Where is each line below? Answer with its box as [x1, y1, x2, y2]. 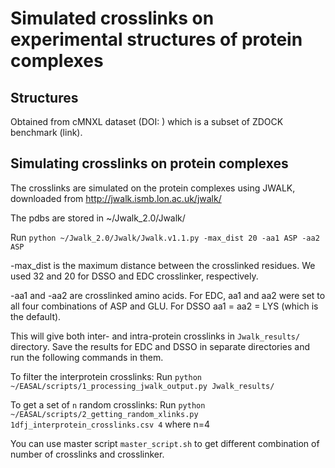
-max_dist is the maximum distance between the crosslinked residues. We [10, 259, 316, 271]
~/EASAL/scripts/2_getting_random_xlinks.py [10, 409, 199, 419]
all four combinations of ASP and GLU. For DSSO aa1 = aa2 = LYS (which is [10, 300, 319, 312]
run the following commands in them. [10, 351, 164, 363]
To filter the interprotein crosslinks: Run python [10, 370, 202, 382]
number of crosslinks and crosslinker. [10, 448, 165, 460]
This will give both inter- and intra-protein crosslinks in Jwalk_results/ [10, 330, 301, 342]
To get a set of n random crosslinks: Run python [10, 398, 206, 411]
